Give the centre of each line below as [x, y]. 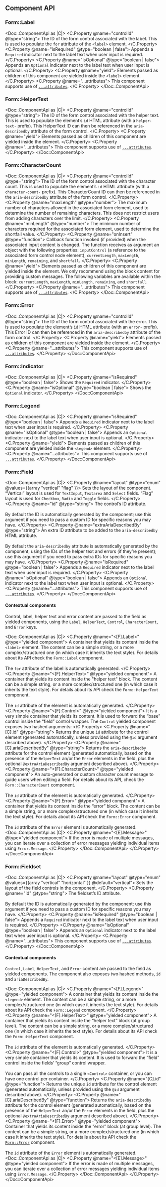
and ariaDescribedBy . [27, 979]
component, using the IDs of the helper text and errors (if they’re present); [81, 551]
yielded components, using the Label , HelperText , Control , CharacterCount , [82, 622]
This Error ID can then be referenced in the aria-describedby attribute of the [83, 332]
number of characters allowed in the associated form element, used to [77, 208]
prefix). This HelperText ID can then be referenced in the [75, 126]
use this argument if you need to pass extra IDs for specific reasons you [79, 557]
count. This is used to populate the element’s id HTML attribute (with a [77, 187]
